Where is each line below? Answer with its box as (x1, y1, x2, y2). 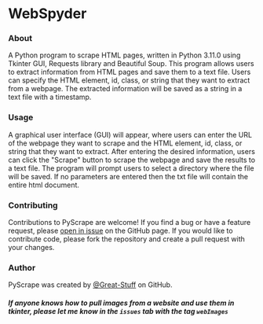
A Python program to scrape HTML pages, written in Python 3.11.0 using (8, 50, 241, 60)
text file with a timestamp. (8, 92, 92, 102)
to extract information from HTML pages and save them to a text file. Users (8, 68, 251, 77)
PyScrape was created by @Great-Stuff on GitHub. (8, 280, 173, 289)
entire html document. (8, 180, 80, 190)
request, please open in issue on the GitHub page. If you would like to (8, 226, 233, 236)
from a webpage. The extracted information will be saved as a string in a (8, 84, 243, 94)
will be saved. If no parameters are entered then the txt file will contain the (8, 171, 249, 181)
